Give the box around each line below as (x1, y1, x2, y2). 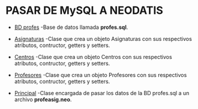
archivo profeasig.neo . (14, 96, 72, 103)
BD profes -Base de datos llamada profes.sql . (14, 23, 128, 31)
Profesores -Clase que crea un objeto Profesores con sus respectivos (14, 71, 187, 78)
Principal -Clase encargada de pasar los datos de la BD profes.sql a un (14, 89, 190, 96)
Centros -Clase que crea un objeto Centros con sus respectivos (14, 53, 172, 60)
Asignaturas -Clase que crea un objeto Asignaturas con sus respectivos (14, 35, 193, 42)
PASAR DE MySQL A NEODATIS (5, 4, 163, 17)
